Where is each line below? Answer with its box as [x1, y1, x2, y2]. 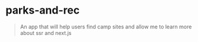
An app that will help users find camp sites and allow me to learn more [20, 23, 192, 30]
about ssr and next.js [20, 29, 72, 36]
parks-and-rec [5, 4, 80, 17]
